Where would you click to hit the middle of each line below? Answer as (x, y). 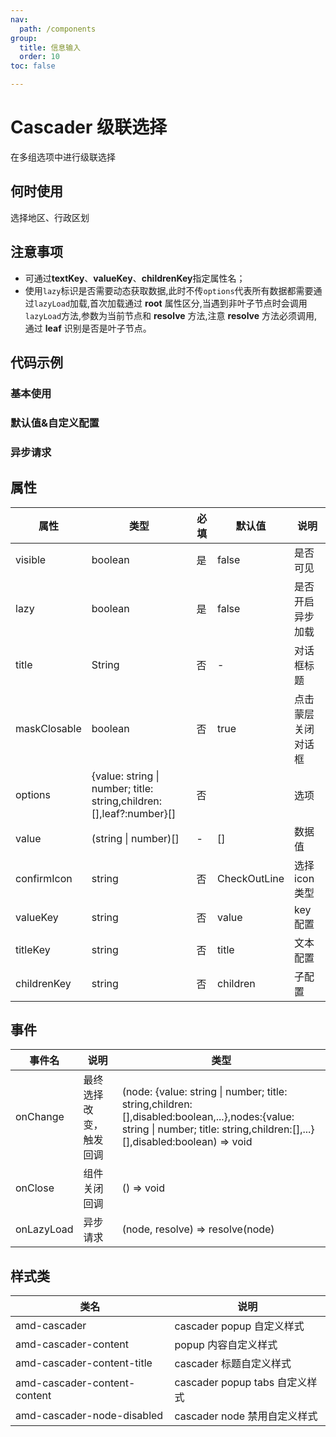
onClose (35, 1188)
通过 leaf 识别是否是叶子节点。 (88, 328)
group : (24, 38)
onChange (40, 1117)
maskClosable (48, 728)
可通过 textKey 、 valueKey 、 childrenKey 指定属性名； (135, 278)
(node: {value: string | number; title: (204, 1092)
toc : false (33, 66)
